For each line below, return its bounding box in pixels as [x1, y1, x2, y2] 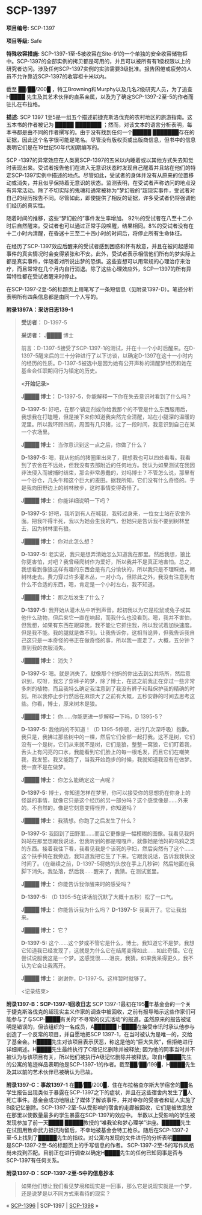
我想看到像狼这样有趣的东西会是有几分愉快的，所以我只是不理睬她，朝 [20, 565, 195, 572]
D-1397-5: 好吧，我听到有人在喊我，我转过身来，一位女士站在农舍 [20, 510, 186, 517]
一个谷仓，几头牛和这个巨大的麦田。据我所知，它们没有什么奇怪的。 [20, 476, 190, 484]
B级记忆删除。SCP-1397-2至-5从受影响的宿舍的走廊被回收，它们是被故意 [6, 1103, 188, 1111]
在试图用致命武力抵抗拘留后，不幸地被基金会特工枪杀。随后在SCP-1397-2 [6, 1126, 189, 1133]
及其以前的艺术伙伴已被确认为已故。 [6, 1068, 96, 1076]
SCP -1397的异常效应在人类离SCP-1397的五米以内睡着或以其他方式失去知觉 [6, 156, 194, 164]
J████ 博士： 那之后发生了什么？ [20, 593, 105, 601]
